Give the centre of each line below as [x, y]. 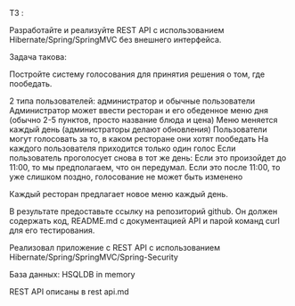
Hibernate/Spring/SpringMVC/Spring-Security [94, 257]
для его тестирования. [52, 230]
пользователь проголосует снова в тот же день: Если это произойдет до [148, 158]
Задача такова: [38, 57]
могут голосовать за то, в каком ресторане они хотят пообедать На [139, 139]
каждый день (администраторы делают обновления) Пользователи [138, 129]
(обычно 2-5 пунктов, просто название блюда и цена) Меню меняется [143, 120]
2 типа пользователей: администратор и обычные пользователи [132, 101]
